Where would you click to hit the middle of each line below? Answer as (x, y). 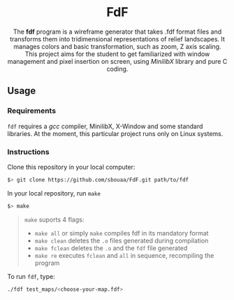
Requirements (32, 111)
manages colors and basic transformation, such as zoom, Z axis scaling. (117, 46)
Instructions (29, 151)
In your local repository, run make (54, 193)
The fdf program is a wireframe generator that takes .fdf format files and (117, 32)
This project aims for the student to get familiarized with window (117, 54)
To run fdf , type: (31, 276)
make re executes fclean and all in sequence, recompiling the (124, 255)
